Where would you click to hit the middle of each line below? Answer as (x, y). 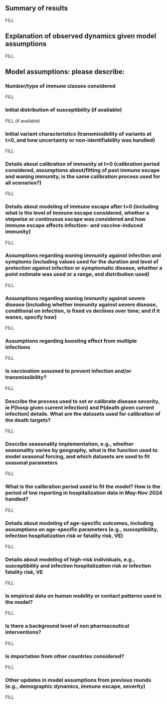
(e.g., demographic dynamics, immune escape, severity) (75, 686)
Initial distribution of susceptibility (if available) (64, 110)
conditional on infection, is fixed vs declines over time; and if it (83, 311)
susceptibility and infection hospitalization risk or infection (78, 566)
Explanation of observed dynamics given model (81, 36)
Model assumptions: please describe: (65, 72)
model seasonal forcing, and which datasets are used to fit (78, 456)
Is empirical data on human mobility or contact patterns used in (83, 596)
